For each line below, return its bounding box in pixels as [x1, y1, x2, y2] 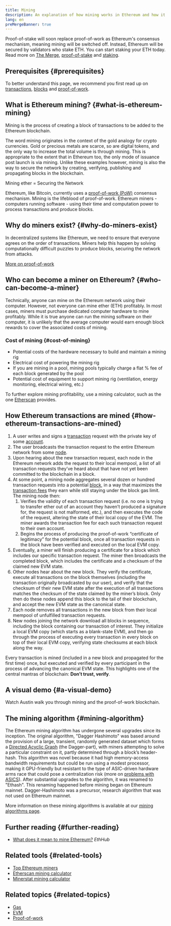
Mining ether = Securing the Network [5, 180, 84, 186]
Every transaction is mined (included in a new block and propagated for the [5, 655, 164, 661]
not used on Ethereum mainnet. [5, 793, 71, 799]
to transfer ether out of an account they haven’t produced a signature [20, 503, 166, 510]
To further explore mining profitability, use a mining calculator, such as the [5, 391, 162, 397]
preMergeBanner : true [5, 21, 52, 27]
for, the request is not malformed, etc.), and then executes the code [20, 509, 163, 515]
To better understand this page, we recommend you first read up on [5, 80, 148, 87]
